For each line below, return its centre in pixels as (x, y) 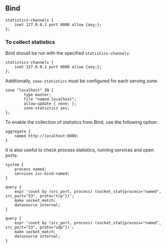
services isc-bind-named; (42, 174)
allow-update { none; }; (50, 104)
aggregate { (18, 132)
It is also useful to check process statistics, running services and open (80, 150)
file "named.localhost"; (50, 99)
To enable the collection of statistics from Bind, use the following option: (81, 122)
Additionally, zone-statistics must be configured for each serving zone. (82, 81)
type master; (38, 95)
